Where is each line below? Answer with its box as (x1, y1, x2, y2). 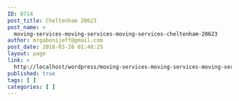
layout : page (7, 51, 46, 58)
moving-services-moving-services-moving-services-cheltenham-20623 (14, 30, 218, 38)
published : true (7, 70, 55, 77)
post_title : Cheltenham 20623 (7, 17, 97, 24)
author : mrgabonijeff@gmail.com (7, 37, 103, 44)
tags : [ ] (7, 76, 37, 84)
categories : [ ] (7, 83, 55, 90)
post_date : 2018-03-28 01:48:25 (7, 43, 103, 51)
